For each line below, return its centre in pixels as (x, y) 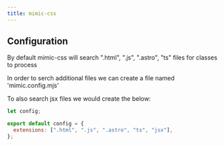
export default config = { (46, 124)
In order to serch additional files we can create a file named (91, 78)
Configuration (38, 41)
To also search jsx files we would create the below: (79, 99)
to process (22, 65)
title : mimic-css (32, 13)
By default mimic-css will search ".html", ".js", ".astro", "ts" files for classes (112, 58)
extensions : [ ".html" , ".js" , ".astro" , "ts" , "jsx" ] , (93, 130)
